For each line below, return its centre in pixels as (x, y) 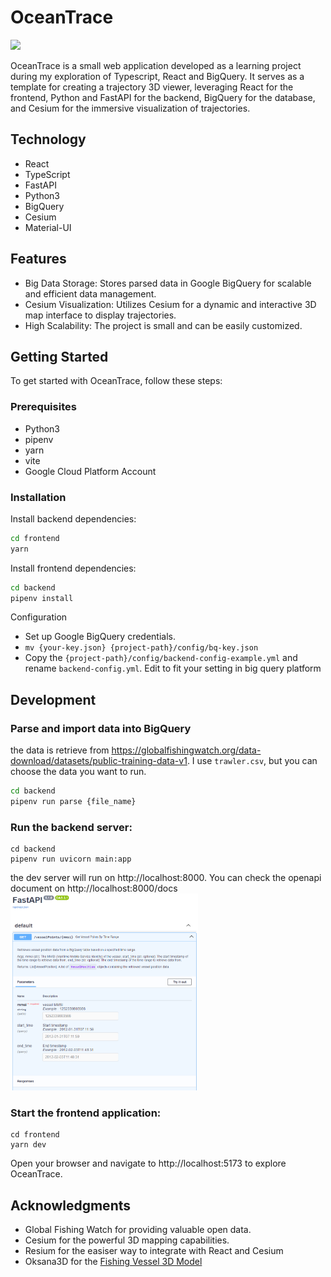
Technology (48, 139)
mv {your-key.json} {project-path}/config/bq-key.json (141, 648)
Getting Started (59, 356)
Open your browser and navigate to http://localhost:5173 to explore (148, 1163)
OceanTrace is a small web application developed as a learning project (156, 65)
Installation (38, 497)
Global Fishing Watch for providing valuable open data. (138, 1229)
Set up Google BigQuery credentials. (100, 637)
